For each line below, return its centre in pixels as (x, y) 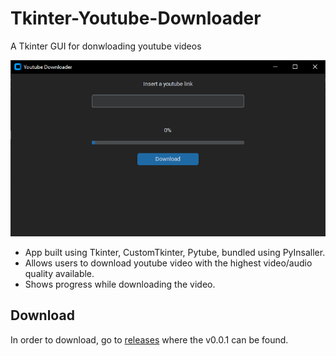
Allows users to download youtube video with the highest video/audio (168, 263)
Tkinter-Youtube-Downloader (136, 18)
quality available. (59, 273)
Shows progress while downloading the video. (120, 284)
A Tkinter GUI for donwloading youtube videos (106, 46)
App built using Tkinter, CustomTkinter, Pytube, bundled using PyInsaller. (175, 252)
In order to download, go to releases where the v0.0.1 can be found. (149, 339)
